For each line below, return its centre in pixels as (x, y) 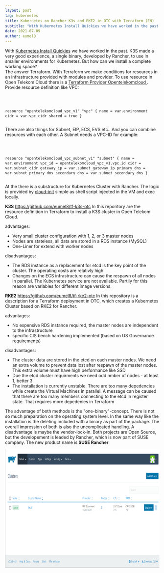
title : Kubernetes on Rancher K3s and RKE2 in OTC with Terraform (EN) (80, 21)
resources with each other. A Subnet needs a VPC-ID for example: (72, 135)
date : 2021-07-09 (23, 31)
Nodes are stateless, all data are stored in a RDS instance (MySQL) (79, 241)
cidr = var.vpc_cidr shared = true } (44, 116)
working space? (21, 67)
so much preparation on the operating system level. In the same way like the (82, 416)
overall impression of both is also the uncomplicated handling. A (70, 427)
